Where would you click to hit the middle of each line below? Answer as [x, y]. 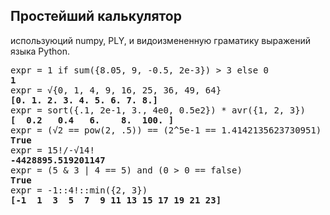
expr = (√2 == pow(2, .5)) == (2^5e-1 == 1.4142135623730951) [166, 130]
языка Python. [40, 51]
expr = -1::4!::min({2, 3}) [79, 190]
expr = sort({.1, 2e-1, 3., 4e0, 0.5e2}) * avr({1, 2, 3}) [158, 110]
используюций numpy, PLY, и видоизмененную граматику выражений [161, 40]
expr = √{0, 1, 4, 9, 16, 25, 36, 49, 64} [116, 90]
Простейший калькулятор [96, 16]
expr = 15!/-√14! [52, 150]
